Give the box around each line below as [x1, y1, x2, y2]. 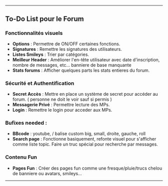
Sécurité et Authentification [5, 80, 74, 87]
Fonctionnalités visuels [5, 29, 63, 36]
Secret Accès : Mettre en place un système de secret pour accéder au [12, 91, 158, 97]
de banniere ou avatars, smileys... [12, 170, 82, 177]
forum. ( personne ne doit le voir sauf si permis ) [12, 96, 112, 102]
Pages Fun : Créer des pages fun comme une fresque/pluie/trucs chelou [12, 165, 162, 171]
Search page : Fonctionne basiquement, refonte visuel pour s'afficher [12, 136, 156, 142]
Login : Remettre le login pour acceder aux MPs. [12, 107, 112, 113]
